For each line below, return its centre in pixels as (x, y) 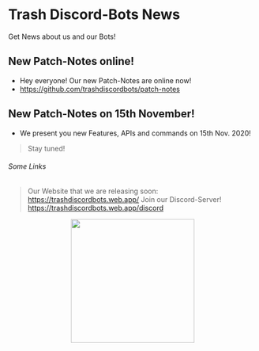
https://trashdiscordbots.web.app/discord (96, 208)
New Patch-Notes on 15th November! (101, 114)
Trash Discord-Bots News (94, 15)
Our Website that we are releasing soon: (93, 191)
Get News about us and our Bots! (62, 36)
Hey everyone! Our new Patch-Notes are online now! (105, 80)
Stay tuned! (46, 148)
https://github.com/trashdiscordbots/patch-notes (99, 89)
